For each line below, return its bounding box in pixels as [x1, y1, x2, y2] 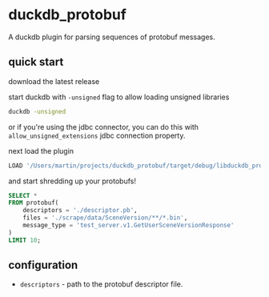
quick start [8, 55, 64, 69]
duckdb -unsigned [8, 107, 66, 115]
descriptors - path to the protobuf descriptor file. [19, 279, 183, 289]
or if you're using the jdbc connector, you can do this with [8, 122, 199, 131]
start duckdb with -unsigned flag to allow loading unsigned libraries [8, 92, 230, 102]
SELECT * [8, 191, 38, 199]
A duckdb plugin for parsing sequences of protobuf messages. [8, 32, 215, 42]
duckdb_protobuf [8, 6, 126, 24]
